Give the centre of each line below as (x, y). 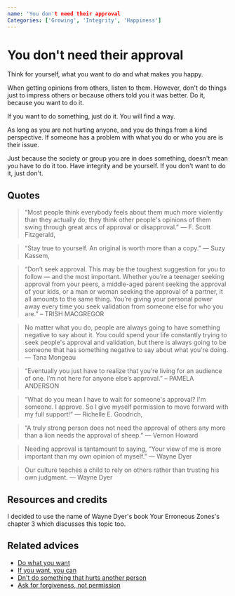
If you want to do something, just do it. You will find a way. (91, 116)
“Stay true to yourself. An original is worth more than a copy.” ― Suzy (125, 248)
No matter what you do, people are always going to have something (122, 327)
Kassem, (37, 256)
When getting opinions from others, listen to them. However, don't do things (117, 88)
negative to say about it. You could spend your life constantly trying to (126, 335)
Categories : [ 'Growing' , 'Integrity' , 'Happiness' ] (84, 20)
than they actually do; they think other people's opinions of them (118, 220)
